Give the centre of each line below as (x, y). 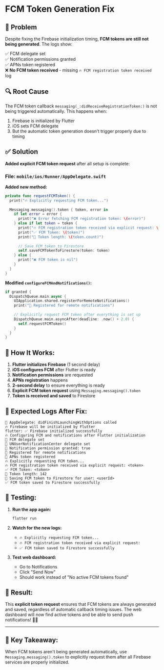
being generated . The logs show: (39, 44)
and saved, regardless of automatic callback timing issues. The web (73, 610)
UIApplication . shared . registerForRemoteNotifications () (72, 301)
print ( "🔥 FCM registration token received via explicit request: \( (89, 228)
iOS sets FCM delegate (35, 126)
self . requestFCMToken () (42, 324)
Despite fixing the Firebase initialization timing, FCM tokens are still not (77, 39)
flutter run (24, 518)
